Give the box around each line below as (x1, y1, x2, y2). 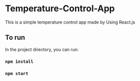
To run (5, 33, 25, 42)
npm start (5, 71, 28, 76)
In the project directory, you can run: (5, 46, 79, 52)
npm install (5, 58, 34, 64)
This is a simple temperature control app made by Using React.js (5, 19, 136, 25)
